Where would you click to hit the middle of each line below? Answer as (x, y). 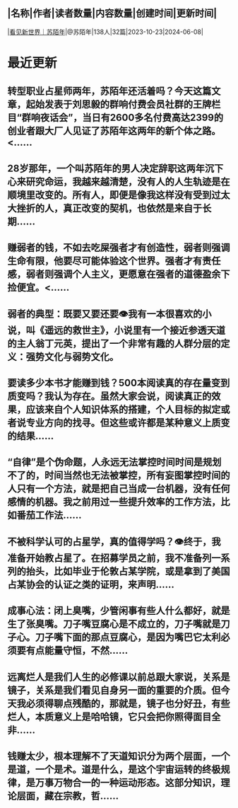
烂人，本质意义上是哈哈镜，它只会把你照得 (100, 716)
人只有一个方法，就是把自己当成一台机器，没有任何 (119, 489)
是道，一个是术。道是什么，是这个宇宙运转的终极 (114, 769)
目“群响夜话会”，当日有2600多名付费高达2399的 (115, 118)
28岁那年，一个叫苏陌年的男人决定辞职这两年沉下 (115, 168)
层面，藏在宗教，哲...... (68, 796)
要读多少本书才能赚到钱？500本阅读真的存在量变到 (119, 382)
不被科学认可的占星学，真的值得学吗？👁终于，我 (114, 542)
